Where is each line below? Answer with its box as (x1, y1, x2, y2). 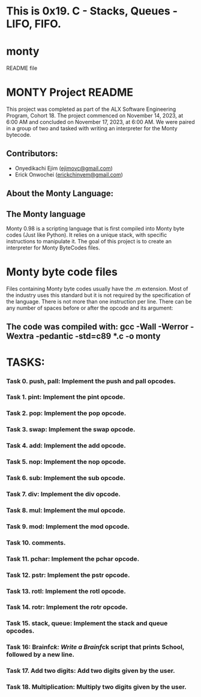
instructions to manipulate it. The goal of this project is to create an (6, 238, 172, 245)
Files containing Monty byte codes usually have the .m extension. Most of (6, 285, 188, 293)
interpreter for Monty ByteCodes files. (6, 244, 100, 251)
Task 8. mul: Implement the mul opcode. (6, 506, 126, 514)
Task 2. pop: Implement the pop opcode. (6, 409, 127, 417)
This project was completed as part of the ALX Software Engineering (6, 105, 176, 113)
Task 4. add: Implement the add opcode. (6, 442, 126, 450)
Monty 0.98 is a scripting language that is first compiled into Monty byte (6, 225, 185, 233)
